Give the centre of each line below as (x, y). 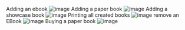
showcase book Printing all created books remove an (93, 15)
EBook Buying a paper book (51, 21)
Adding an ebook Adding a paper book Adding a (87, 9)
